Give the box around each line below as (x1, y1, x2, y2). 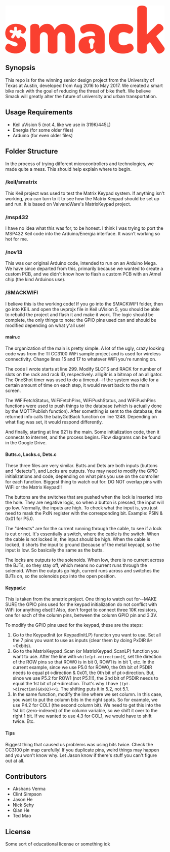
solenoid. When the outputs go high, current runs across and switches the (5, 568, 160, 574)
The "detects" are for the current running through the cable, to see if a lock (5, 526, 162, 532)
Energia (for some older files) (12, 127, 74, 133)
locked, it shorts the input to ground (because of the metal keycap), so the (5, 542, 160, 548)
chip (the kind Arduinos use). (5, 277, 66, 283)
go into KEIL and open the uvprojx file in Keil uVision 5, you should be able (5, 306, 160, 312)
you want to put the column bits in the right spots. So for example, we (12, 697, 158, 703)
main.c (5, 334, 20, 340)
